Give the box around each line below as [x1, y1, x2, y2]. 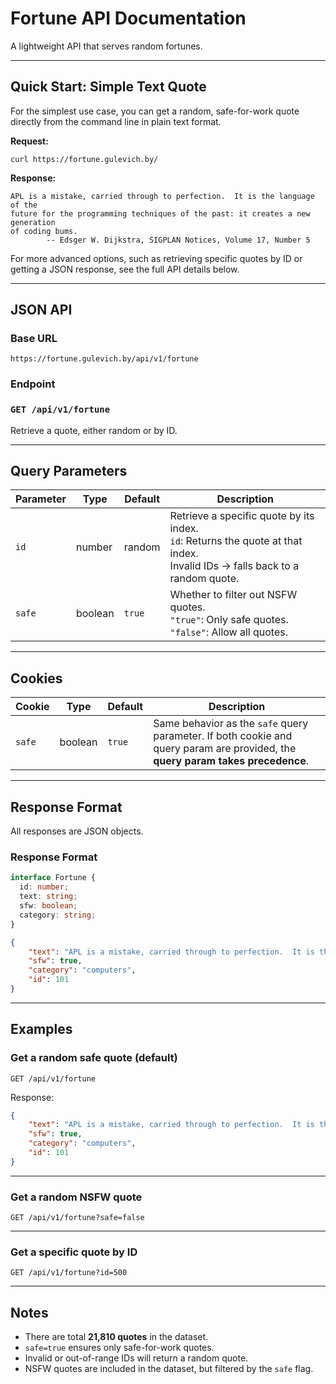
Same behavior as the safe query [153, 717, 309, 731]
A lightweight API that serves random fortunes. [10, 40, 203, 52]
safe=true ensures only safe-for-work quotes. [24, 1342, 215, 1354]
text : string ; [19, 892, 78, 902]
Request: [10, 135, 49, 147]
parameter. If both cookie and [153, 729, 293, 743]
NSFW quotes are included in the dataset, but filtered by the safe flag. [24, 1363, 314, 1375]
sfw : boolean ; [19, 901, 78, 911]
